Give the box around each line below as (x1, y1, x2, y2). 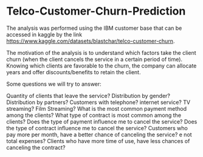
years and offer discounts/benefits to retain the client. (6, 68, 141, 75)
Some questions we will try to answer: (6, 80, 101, 88)
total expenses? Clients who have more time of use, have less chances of (6, 137, 190, 144)
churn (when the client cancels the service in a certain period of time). (6, 55, 183, 63)
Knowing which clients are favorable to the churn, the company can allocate (6, 62, 197, 69)
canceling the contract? (6, 144, 66, 151)
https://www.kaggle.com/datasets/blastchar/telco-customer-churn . (6, 37, 175, 44)
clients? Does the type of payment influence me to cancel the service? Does (6, 117, 198, 125)
